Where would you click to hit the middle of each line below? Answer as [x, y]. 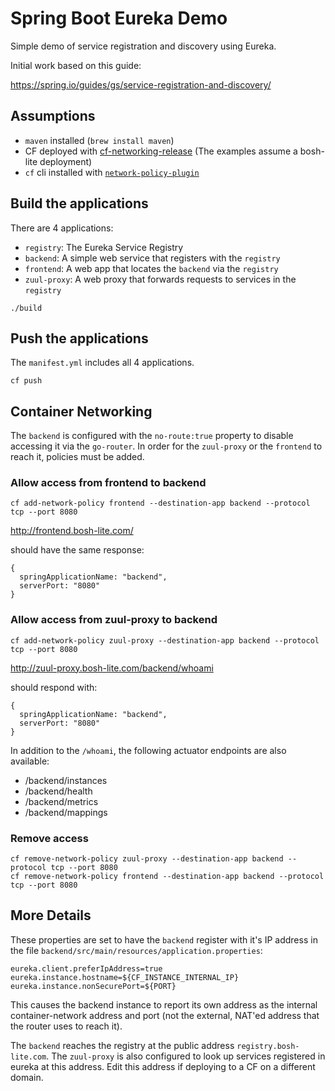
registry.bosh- [268, 1046]
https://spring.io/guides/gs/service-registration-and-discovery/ [141, 84]
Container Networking [81, 411]
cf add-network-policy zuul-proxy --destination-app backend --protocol [165, 640]
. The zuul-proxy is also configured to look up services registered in [186, 1056]
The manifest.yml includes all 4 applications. [102, 363]
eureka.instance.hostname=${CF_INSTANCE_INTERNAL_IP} [125, 977]
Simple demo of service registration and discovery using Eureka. [143, 46]
